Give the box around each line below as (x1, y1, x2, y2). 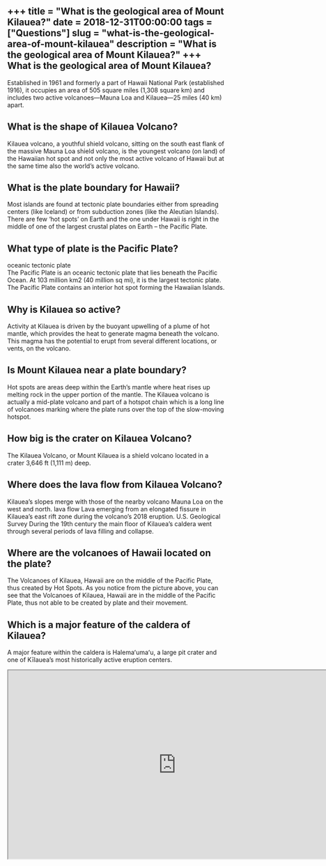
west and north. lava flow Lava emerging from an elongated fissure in (7, 504, 207, 513)
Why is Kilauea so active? (7, 303, 121, 316)
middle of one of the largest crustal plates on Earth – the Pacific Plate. (7, 222, 208, 231)
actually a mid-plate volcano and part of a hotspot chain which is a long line (7, 397, 224, 406)
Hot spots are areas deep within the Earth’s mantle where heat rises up (7, 382, 210, 391)
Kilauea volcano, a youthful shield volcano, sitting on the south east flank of (7, 139, 225, 148)
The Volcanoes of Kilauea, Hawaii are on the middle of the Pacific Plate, (7, 576, 213, 585)
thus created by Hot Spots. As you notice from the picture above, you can (7, 584, 219, 592)
